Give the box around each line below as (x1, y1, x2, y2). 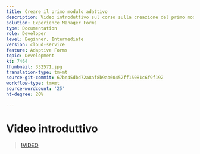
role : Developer (6, 31, 46, 37)
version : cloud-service (6, 42, 65, 48)
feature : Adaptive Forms (6, 47, 68, 53)
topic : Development (6, 53, 55, 59)
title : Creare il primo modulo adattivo (6, 8, 108, 15)
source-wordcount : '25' (6, 86, 65, 92)
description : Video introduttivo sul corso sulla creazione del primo (6, 14, 185, 20)
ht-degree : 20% (6, 91, 44, 97)
